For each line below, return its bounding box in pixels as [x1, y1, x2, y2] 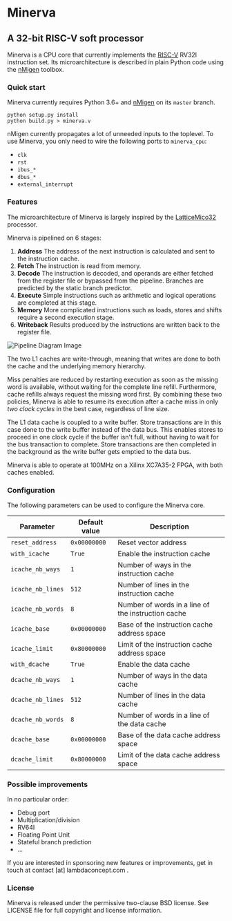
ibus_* [17, 167, 37, 173]
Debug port [17, 808, 50, 817]
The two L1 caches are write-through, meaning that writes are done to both [7, 354, 221, 363]
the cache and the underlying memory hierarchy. [7, 361, 146, 370]
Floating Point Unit [17, 830, 70, 839]
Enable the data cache [117, 659, 191, 669]
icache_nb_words [10, 605, 64, 613]
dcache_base [10, 735, 50, 743]
